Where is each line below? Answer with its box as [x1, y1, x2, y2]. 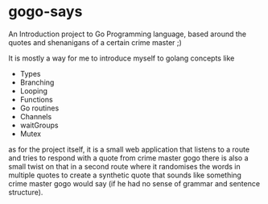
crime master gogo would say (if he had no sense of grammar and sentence [8, 178, 260, 188]
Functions [19, 94, 54, 104]
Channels [19, 111, 52, 121]
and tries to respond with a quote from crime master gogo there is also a [8, 152, 249, 163]
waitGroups [19, 120, 59, 130]
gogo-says [8, 2, 83, 21]
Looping [19, 85, 48, 95]
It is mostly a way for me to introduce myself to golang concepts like [8, 53, 235, 63]
